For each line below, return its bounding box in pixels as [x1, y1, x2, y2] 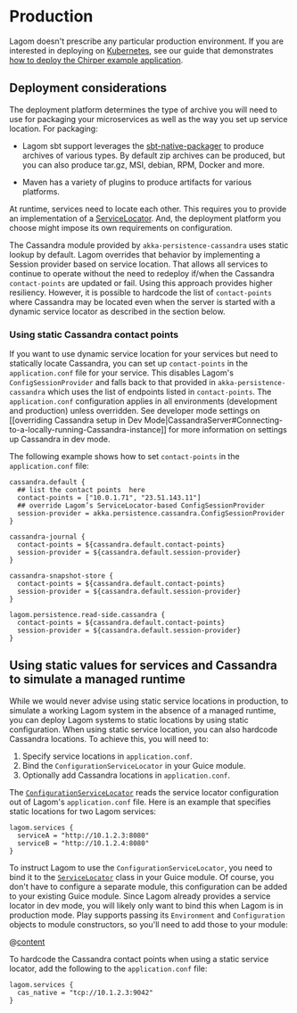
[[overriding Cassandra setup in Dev [9, 415, 143, 425]
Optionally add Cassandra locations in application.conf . [21, 770, 230, 780]
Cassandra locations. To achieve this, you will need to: [9, 733, 210, 744]
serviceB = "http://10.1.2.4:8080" [17, 838, 150, 848]
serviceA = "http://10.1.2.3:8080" [17, 831, 150, 840]
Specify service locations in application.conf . [21, 751, 194, 762]
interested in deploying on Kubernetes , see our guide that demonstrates [9, 45, 274, 55]
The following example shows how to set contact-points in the [9, 451, 240, 462]
